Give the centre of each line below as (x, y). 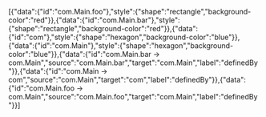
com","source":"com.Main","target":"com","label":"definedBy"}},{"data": (127, 80)
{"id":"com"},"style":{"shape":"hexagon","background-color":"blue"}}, (124, 37)
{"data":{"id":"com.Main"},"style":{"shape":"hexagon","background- (121, 46)
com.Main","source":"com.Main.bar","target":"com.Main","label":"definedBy (133, 63)
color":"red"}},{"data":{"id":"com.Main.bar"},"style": (94, 20)
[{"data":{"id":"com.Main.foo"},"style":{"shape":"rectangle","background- (130, 12)
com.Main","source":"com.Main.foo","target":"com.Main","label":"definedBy (133, 97)
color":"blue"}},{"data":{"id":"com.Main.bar (80, 54)
